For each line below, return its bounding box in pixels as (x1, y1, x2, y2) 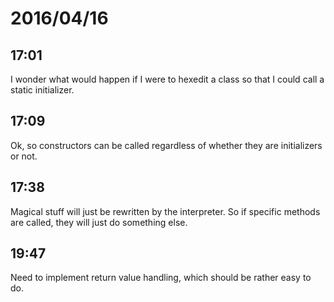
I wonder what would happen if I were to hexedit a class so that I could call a (10, 73, 325, 85)
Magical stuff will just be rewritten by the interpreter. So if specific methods (10, 205, 321, 217)
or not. (10, 150, 38, 162)
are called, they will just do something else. (10, 216, 188, 228)
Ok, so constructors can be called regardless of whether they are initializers (10, 139, 323, 151)
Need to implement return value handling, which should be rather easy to (10, 272, 312, 284)
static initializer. (10, 84, 75, 96)
